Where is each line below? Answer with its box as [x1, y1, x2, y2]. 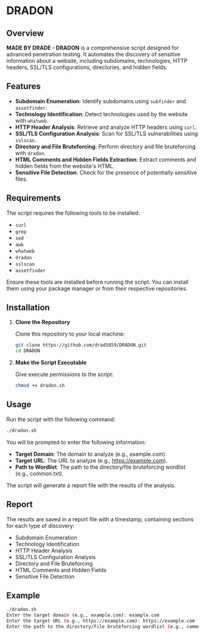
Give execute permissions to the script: [15, 370, 114, 378]
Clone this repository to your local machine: [15, 330, 125, 338]
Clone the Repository [15, 319, 70, 326]
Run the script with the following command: [6, 416, 116, 423]
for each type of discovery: [6, 522, 75, 529]
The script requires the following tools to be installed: [6, 209, 140, 217]
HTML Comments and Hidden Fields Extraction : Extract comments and [15, 156, 196, 163]
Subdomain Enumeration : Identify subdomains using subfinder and [15, 97, 186, 104]
